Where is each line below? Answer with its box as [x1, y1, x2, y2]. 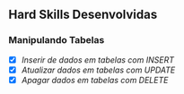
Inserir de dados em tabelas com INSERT [21, 54, 174, 65]
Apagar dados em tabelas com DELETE [21, 74, 169, 85]
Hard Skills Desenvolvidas [8, 7, 158, 22]
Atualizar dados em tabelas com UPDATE [21, 64, 176, 75]
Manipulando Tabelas [8, 34, 105, 47]
